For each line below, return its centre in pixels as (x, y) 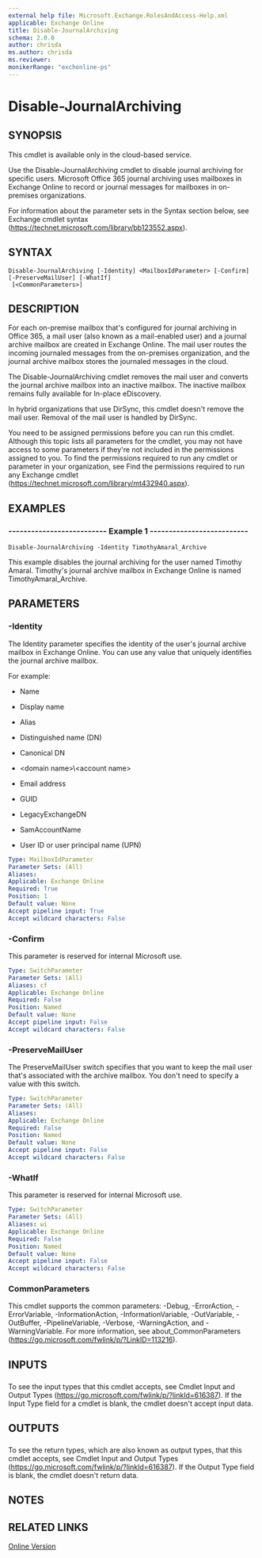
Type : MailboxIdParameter (51, 859)
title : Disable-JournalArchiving (63, 30)
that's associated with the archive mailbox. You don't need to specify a (123, 1076)
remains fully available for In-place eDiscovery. (85, 394)
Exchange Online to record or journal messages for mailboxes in (113, 186)
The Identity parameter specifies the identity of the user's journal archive (127, 644)
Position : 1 (28, 897)
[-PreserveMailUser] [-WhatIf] (60, 278)
